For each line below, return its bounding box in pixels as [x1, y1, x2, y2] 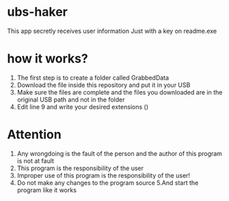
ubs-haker [7, 4, 68, 20]
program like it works [16, 186, 77, 194]
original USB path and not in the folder [16, 95, 125, 104]
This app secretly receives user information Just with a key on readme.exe [7, 27, 217, 35]
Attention [7, 127, 62, 143]
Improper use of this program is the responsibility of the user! [16, 171, 190, 179]
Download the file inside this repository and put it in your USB [16, 80, 191, 89]
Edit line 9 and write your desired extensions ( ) [16, 102, 149, 110]
